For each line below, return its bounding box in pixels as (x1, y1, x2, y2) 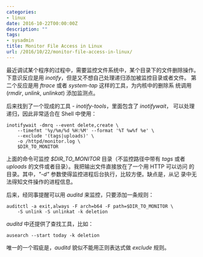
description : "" (6, 26, 48, 32)
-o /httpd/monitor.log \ (17, 138, 81, 144)
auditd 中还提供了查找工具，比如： (6, 220, 94, 227)
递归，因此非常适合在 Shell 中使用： (6, 110, 97, 117)
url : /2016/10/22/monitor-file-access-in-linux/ (6, 49, 133, 55)
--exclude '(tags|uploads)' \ (17, 133, 95, 139)
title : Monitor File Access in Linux (6, 43, 103, 50)
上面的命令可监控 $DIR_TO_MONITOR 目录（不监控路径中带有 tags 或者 (6, 155, 185, 162)
